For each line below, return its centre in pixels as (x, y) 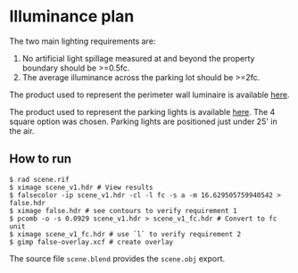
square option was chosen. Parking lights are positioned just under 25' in (144, 121)
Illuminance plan (72, 17)
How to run (41, 159)
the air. (22, 130)
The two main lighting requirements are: (83, 41)
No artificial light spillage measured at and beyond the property (138, 58)
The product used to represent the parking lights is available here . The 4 (142, 112)
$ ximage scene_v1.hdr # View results (81, 187)
